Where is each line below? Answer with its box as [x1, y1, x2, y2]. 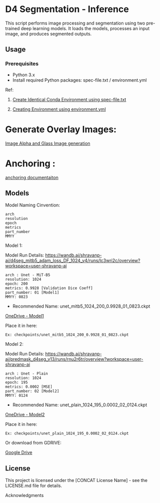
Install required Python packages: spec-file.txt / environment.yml [12, 77, 147, 83]
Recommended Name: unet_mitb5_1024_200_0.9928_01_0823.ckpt [12, 303, 150, 309]
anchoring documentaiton [5, 174, 59, 180]
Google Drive [5, 449, 33, 455]
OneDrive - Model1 [5, 313, 44, 319]
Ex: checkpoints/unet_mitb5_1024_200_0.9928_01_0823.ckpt [5, 332, 129, 338]
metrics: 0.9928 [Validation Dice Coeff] [5, 286, 93, 291]
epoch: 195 [5, 380, 28, 385]
